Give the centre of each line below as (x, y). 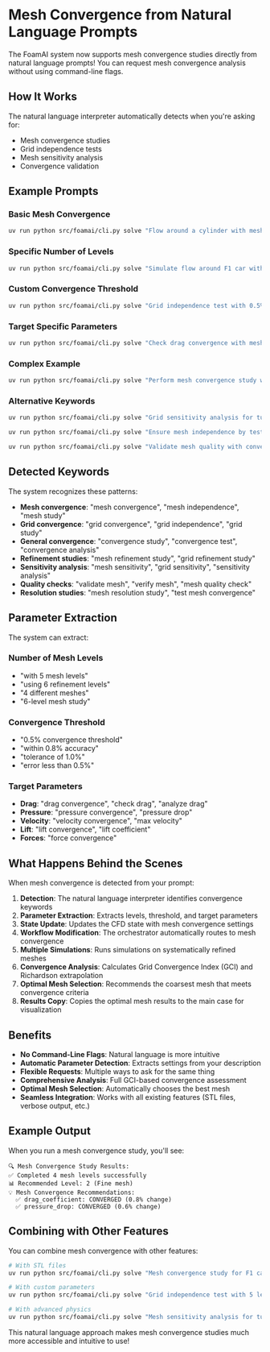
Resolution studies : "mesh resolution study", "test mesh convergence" (137, 592)
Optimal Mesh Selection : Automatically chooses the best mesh (125, 1089)
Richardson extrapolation (61, 976)
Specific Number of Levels (61, 251)
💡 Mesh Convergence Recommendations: (72, 1192)
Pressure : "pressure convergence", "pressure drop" (106, 812)
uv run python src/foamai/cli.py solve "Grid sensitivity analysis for (131, 418)
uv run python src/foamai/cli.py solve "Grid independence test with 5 (131, 1295)
